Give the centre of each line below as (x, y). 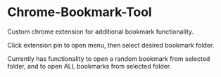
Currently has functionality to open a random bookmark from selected (109, 58)
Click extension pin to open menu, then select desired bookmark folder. (111, 45)
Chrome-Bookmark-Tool (80, 12)
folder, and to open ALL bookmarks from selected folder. (89, 66)
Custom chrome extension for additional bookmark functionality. (101, 31)
